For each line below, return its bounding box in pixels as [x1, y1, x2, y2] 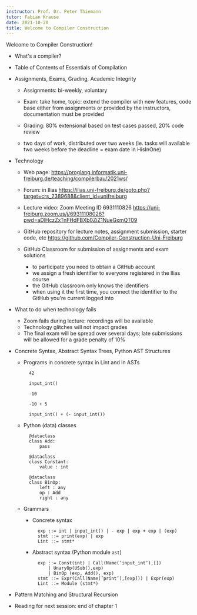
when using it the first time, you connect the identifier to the [32, 288, 178, 295]
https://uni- [133, 204, 161, 211]
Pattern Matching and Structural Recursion [14, 591, 118, 598]
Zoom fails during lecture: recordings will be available [23, 317, 153, 324]
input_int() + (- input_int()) [28, 411, 106, 418]
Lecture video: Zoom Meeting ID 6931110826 [23, 204, 132, 211]
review [23, 128, 40, 135]
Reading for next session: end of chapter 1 [14, 603, 118, 610]
